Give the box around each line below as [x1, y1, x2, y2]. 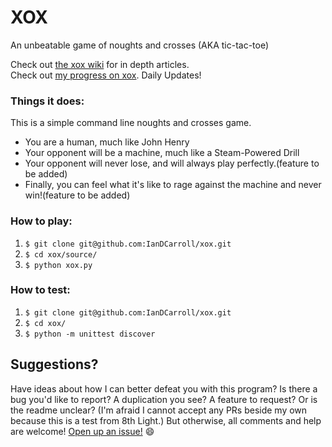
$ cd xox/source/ [24, 249, 98, 260]
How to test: [10, 283, 71, 297]
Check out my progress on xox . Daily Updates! [10, 69, 202, 81]
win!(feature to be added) [24, 189, 131, 201]
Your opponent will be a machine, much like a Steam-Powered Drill [24, 147, 300, 159]
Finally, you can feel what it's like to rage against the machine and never [24, 179, 322, 191]
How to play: [10, 214, 73, 228]
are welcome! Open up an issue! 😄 [10, 425, 155, 437]
